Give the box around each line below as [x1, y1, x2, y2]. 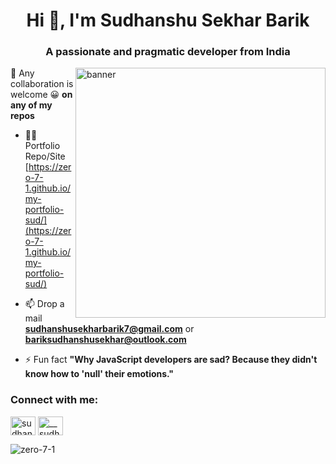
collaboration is [10, 78, 74, 90]
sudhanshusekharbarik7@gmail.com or [24, 323, 195, 335]
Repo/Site [24, 150, 66, 163]
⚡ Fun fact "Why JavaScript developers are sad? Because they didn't [24, 354, 318, 366]
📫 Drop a [24, 298, 65, 310]
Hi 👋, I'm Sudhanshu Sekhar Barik [26, 9, 310, 32]
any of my [10, 99, 53, 111]
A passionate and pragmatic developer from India [45, 45, 291, 59]
